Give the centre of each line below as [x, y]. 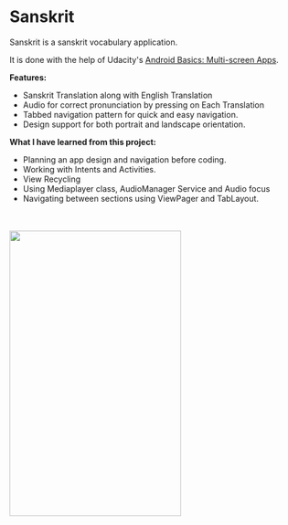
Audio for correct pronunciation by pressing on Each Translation [144, 105]
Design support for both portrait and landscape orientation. [134, 124]
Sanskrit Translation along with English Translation [117, 95]
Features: [28, 77]
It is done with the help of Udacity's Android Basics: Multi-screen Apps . [144, 59]
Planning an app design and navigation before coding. [124, 159]
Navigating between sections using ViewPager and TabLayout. [140, 198]
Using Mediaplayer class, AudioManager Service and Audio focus [146, 188]
